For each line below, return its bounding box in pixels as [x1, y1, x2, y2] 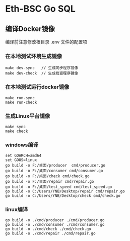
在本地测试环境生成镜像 [5, 53, 62, 60]
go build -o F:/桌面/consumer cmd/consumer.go [5, 168, 103, 174]
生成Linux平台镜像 [5, 112, 50, 119]
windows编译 [5, 141, 39, 148]
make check [5, 129, 28, 134]
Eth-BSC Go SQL [5, 3, 76, 15]
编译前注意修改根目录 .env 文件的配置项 [5, 39, 88, 45]
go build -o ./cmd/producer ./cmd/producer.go [5, 218, 105, 223]
